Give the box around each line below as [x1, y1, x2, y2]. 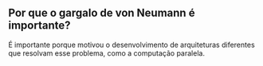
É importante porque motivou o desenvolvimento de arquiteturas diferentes [8, 40, 255, 49]
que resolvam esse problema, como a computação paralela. [8, 48, 206, 58]
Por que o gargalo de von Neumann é [8, 6, 195, 20]
